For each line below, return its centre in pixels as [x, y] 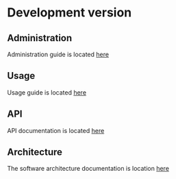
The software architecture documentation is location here [88, 169]
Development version [70, 13]
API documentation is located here [56, 130]
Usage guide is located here [47, 92]
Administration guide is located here [58, 54]
